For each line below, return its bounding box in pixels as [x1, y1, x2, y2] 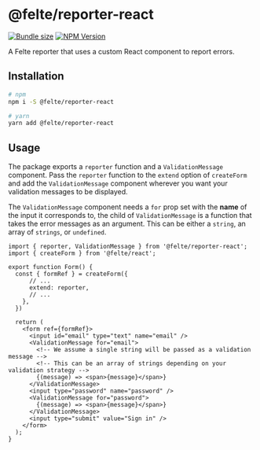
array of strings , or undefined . [8, 227, 107, 237]
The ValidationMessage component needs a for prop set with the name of [8, 202, 247, 212]
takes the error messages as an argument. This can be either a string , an [8, 219, 246, 229]
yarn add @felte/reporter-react [8, 120, 114, 127]
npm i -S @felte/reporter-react [8, 98, 114, 105]
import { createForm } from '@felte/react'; [8, 249, 156, 257]
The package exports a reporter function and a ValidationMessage [8, 162, 224, 172]
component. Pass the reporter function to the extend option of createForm [8, 171, 247, 180]
